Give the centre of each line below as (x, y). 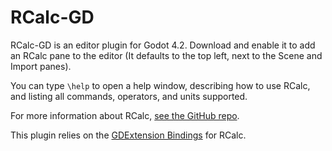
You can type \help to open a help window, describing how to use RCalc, (160, 85)
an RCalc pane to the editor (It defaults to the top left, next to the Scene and (166, 55)
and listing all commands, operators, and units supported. (129, 96)
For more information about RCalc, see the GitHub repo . (125, 115)
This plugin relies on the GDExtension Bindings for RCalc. (128, 135)
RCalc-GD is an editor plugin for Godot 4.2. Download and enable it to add (163, 45)
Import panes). (41, 66)
